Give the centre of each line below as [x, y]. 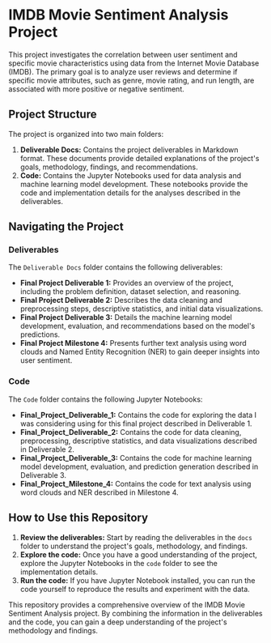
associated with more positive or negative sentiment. [96, 89]
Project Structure [53, 115]
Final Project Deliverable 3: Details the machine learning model [126, 317]
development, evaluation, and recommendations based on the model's [138, 326]
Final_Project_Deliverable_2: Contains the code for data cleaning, [131, 432]
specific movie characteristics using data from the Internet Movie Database [134, 63]
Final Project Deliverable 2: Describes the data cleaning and [121, 300]
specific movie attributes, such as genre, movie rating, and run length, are [131, 80]
